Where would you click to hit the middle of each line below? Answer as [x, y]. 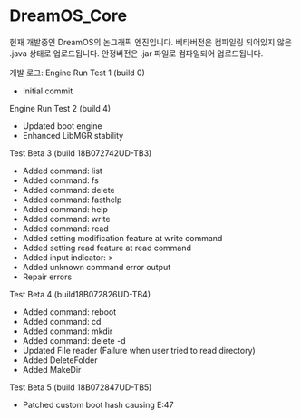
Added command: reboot [69, 312]
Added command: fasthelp [72, 200]
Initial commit [48, 91]
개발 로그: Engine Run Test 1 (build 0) [77, 73]
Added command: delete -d [74, 340]
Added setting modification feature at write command [122, 238]
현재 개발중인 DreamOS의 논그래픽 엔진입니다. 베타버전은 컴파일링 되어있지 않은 [151, 42]
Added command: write [66, 219]
